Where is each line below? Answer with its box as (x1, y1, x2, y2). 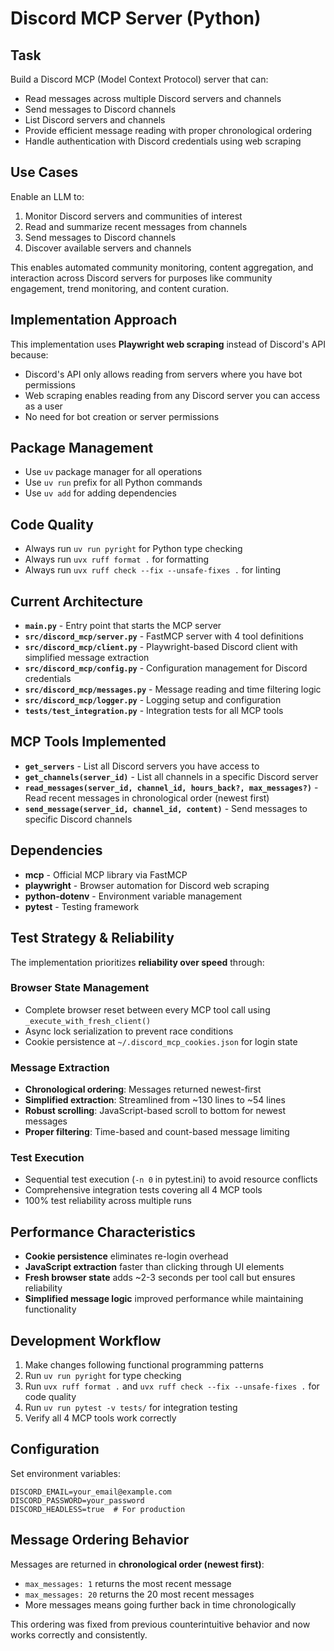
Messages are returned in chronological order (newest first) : (10, 1558, 265, 1570)
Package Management (10, 440, 154, 457)
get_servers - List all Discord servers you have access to (24, 760, 260, 772)
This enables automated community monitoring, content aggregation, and (10, 261, 314, 273)
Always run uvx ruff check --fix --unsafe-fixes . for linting (24, 564, 281, 576)
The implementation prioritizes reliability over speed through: (10, 956, 265, 968)
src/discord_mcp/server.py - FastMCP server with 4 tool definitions (24, 630, 304, 642)
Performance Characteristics (10, 1223, 196, 1241)
